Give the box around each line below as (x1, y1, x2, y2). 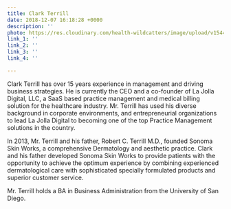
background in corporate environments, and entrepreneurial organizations (7, 109, 217, 117)
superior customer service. (7, 173, 84, 181)
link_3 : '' (7, 49, 38, 56)
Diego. (7, 194, 26, 202)
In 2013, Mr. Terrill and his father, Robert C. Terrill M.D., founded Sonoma (7, 137, 213, 145)
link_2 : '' (7, 42, 38, 49)
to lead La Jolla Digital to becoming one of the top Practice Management (7, 116, 212, 124)
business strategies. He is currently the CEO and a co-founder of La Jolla (7, 87, 214, 95)
